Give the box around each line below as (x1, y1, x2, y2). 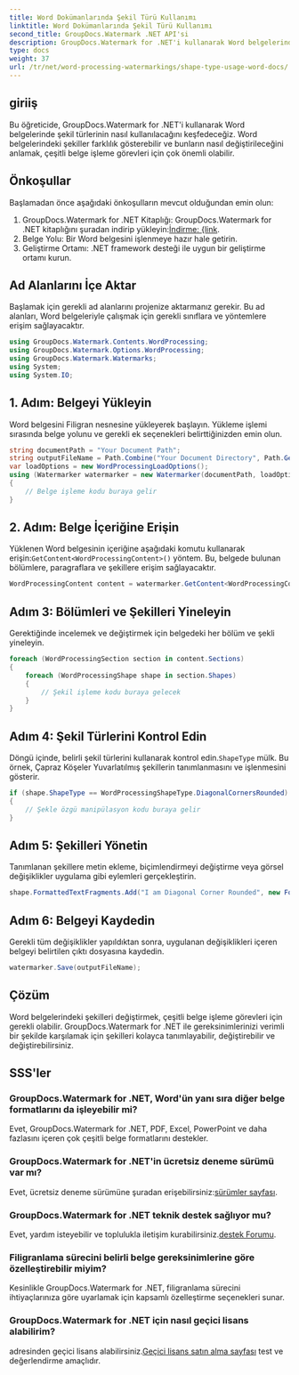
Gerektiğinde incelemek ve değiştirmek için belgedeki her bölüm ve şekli (9, 628, 275, 639)
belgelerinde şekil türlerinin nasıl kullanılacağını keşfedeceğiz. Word (9, 128, 258, 139)
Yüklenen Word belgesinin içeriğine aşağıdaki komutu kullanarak (9, 544, 246, 554)
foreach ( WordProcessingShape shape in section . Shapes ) (25, 671, 238, 680)
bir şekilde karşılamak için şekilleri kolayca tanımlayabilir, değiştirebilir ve (9, 1030, 276, 1041)
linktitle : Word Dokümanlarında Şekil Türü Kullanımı (9, 21, 214, 30)
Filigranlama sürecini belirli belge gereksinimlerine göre (9, 1251, 255, 1264)
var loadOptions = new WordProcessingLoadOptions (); (9, 462, 209, 472)
